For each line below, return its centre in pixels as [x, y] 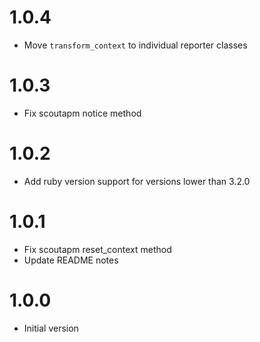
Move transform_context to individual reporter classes [135, 45]
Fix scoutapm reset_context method [97, 249]
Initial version [51, 328]
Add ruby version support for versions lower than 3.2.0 [137, 181]
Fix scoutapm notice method [82, 113]
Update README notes [71, 260]
